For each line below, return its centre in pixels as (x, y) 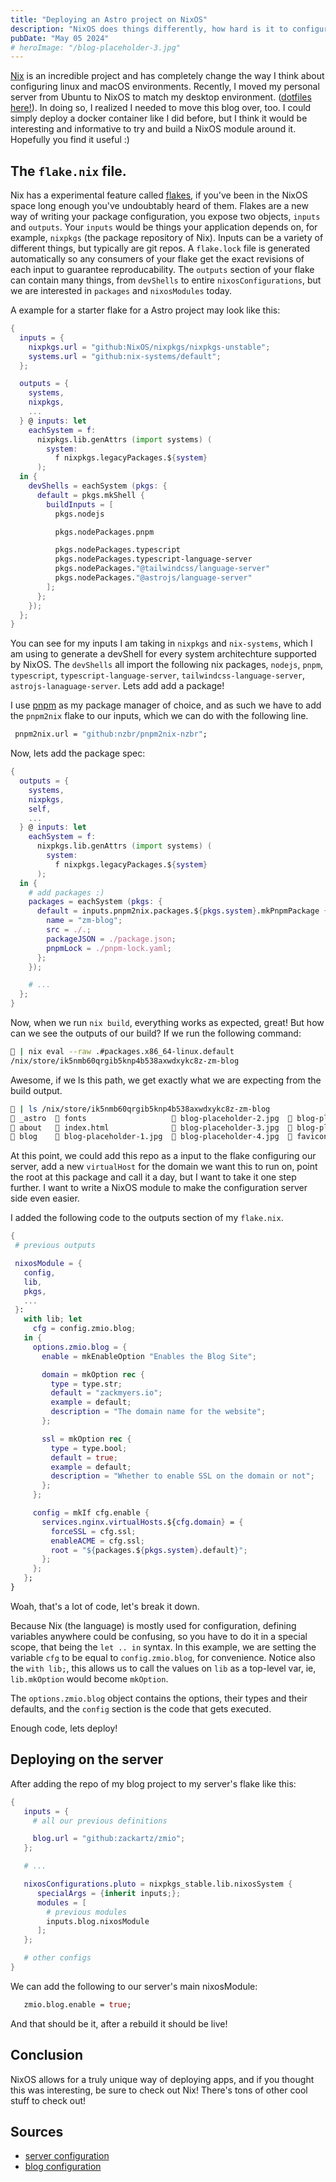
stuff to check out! (48, 2100)
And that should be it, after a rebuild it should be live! (119, 2023)
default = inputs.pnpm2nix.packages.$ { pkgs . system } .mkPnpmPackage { (182, 911)
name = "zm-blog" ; (84, 921)
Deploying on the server (87, 1759)
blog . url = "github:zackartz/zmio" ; (109, 1839)
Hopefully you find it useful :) (70, 140)
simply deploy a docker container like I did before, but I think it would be (159, 118)
